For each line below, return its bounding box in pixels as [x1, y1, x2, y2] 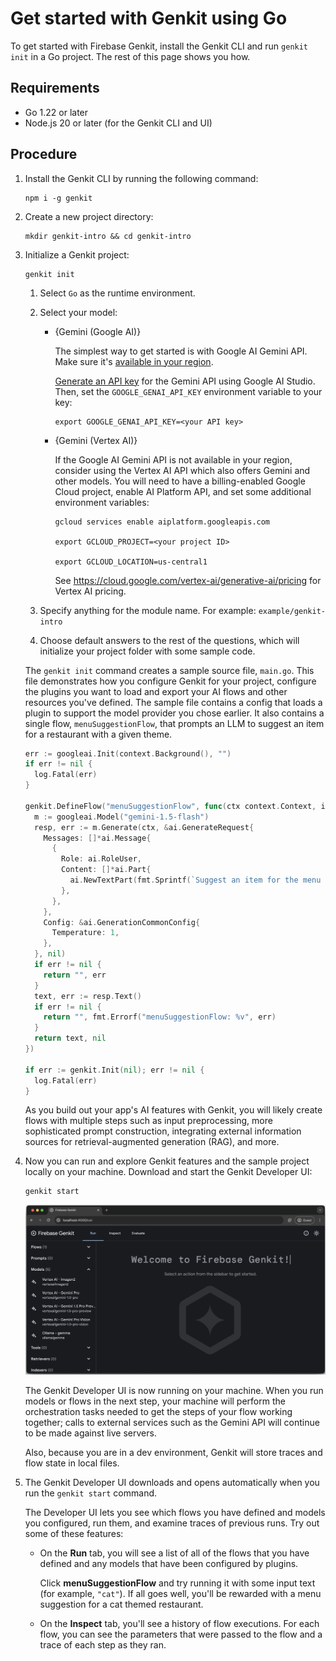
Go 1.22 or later [24, 106, 89, 118]
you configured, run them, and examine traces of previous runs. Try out [24, 1517, 320, 1529]
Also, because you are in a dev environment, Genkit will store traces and [24, 1446, 323, 1458]
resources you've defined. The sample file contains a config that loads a [24, 696, 323, 708]
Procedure [10, 146, 78, 163]
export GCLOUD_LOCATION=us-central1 [54, 557, 208, 567]
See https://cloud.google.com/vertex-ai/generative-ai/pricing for [54, 574, 322, 586]
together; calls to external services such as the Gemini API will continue [24, 1416, 320, 1428]
